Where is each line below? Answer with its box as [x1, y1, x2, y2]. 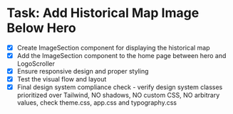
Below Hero [6, 20, 76, 36]
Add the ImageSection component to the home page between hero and [16, 52, 227, 59]
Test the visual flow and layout [16, 75, 107, 84]
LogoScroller [16, 59, 55, 68]
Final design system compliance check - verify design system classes [16, 83, 223, 91]
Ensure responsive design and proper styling [16, 67, 149, 76]
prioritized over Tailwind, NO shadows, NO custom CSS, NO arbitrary [16, 91, 220, 100]
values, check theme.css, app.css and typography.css [16, 98, 177, 107]
